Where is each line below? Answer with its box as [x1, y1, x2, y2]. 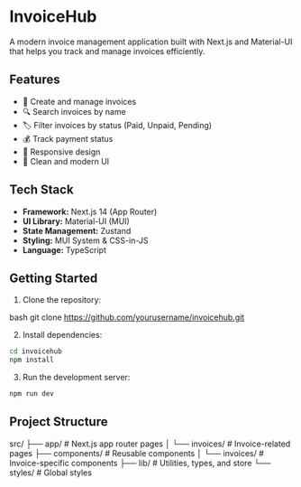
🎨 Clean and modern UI [22, 155, 110, 166]
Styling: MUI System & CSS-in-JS [22, 235, 149, 246]
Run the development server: [22, 372, 131, 383]
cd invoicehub [9, 347, 63, 356]
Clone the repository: [22, 295, 102, 305]
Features [9, 72, 60, 88]
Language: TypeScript [22, 244, 106, 255]
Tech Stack [9, 183, 74, 198]
